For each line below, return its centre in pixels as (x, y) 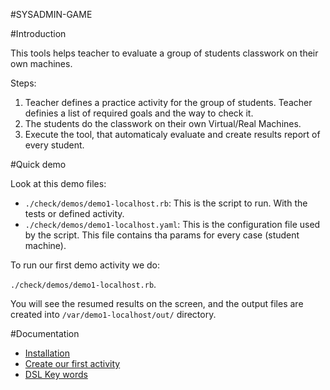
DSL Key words (56, 374)
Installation (47, 353)
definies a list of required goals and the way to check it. (139, 113)
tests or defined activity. (74, 213)
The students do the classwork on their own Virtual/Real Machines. (163, 123)
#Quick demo (38, 164)
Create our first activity (72, 363)
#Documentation (45, 333)
